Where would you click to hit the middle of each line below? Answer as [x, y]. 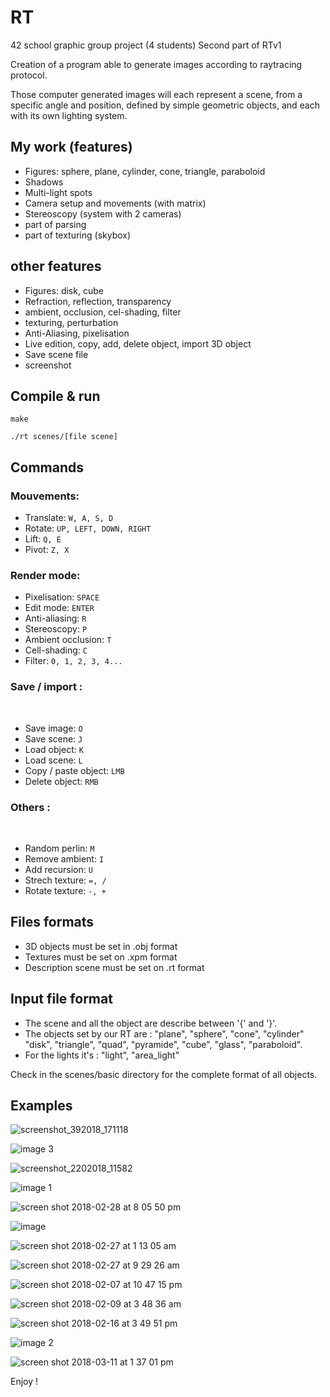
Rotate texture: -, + [65, 890]
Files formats [52, 922]
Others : [30, 807]
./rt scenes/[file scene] [64, 437]
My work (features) [71, 147]
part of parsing [55, 224]
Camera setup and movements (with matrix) [115, 203]
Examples [41, 1105]
